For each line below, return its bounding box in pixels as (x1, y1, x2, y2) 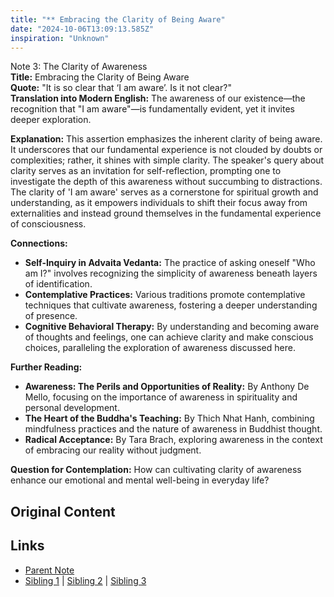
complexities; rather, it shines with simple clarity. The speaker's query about (10, 154, 325, 166)
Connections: (10, 237, 68, 250)
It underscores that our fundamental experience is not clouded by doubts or (10, 144, 323, 156)
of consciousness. (10, 218, 87, 230)
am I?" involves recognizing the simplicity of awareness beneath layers (24, 267, 318, 280)
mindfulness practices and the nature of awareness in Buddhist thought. (24, 423, 323, 435)
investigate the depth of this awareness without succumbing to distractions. (10, 176, 323, 188)
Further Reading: (10, 361, 83, 373)
